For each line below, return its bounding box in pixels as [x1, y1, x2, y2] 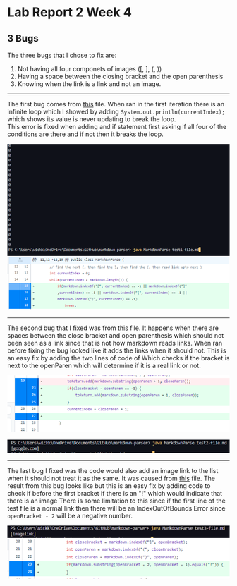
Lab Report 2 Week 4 [7, 4, 132, 20]
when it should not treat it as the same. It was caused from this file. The [7, 474, 215, 483]
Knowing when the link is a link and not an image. [17, 80, 162, 88]
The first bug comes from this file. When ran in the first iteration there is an [7, 100, 224, 108]
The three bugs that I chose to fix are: [7, 51, 117, 59]
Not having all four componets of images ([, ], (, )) [17, 65, 162, 73]
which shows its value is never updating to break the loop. [7, 115, 176, 123]
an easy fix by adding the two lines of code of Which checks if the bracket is [7, 354, 230, 362]
